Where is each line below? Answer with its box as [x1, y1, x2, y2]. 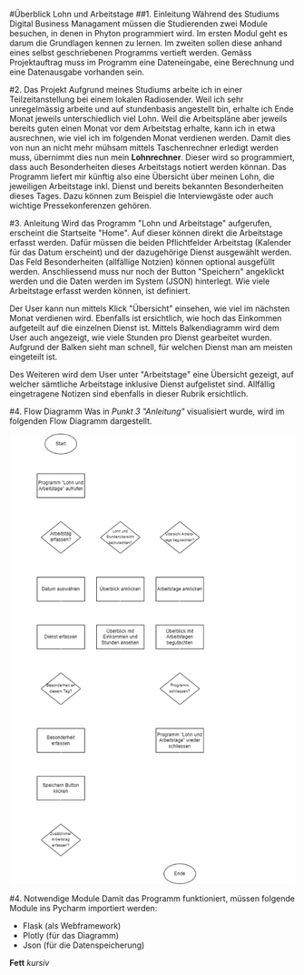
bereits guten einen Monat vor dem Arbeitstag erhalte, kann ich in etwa [9, 123, 276, 134]
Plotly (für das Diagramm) [22, 930, 120, 940]
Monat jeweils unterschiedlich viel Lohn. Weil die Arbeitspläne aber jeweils [9, 114, 288, 124]
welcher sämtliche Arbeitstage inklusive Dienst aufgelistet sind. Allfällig [9, 378, 275, 389]
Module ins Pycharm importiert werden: [9, 902, 158, 913]
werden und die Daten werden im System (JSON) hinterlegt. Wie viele [9, 276, 270, 286]
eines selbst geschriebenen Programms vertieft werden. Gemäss [9, 47, 252, 58]
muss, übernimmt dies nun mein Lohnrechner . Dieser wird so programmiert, [9, 152, 295, 163]
